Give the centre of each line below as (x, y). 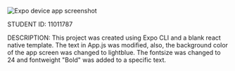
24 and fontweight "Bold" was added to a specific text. (87, 60)
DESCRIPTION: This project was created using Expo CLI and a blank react (114, 38)
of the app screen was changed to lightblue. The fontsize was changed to (114, 53)
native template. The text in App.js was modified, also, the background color (118, 45)
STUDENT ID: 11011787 (40, 24)
